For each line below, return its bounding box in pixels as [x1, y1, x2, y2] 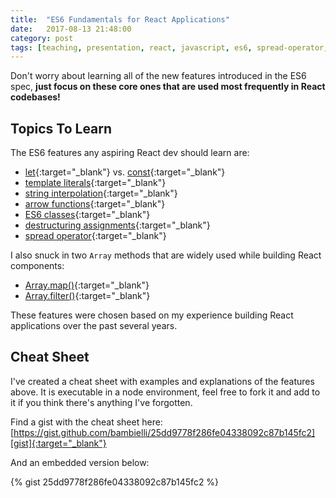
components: [10, 260, 65, 272]
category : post [10, 33, 74, 43]
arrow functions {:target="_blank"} [24, 198, 166, 210]
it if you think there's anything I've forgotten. [10, 396, 193, 408]
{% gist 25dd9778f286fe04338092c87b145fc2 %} [10, 476, 220, 488]
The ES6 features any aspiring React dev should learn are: [10, 147, 250, 159]
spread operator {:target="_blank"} [24, 230, 167, 242]
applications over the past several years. [10, 320, 178, 332]
